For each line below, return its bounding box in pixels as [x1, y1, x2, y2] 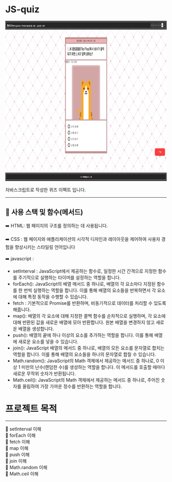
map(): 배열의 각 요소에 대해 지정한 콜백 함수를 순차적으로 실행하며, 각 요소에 [12, 312, 166, 319]
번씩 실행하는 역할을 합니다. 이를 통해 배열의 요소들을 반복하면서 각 [24, 287, 156, 293]
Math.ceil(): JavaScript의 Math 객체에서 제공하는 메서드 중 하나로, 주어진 [12, 376, 160, 383]
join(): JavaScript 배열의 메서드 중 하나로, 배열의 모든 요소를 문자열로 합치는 [12, 345, 165, 351]
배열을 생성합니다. [18, 325, 54, 331]
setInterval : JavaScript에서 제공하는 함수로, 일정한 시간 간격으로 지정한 [12, 268, 157, 274]
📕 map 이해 [5, 445, 29, 451]
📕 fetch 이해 [5, 438, 30, 445]
